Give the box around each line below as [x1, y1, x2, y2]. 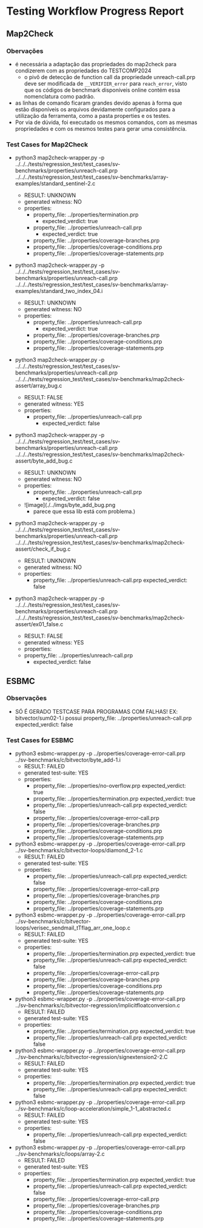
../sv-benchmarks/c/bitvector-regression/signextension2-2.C [15, 1054, 168, 1061]
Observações [6, 694, 47, 703]
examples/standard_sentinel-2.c [15, 180, 96, 187]
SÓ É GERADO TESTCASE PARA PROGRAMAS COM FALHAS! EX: [15, 708, 178, 715]
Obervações [6, 47, 44, 55]
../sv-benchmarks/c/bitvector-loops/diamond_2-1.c [15, 847, 144, 854]
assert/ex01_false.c [15, 621, 64, 628]
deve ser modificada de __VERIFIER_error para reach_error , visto [24, 80, 188, 87]
